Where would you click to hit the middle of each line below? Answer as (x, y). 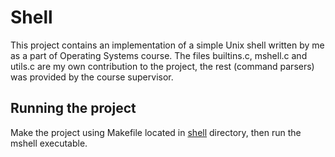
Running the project (73, 108)
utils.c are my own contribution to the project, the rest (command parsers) (162, 66)
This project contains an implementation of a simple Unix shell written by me (167, 45)
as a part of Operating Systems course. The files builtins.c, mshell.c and (159, 55)
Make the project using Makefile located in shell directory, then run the (156, 132)
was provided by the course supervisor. (92, 77)
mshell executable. (49, 143)
